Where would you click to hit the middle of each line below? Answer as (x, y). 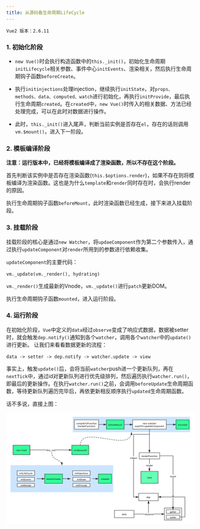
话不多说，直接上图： (32, 403)
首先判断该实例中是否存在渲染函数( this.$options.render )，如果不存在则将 (98, 175)
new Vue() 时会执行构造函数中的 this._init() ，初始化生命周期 (90, 61)
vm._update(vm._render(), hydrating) (53, 274)
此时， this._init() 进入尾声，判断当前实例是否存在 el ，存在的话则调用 (102, 124)
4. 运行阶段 (22, 315)
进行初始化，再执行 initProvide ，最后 (139, 96)
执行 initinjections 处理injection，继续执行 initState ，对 (85, 89)
